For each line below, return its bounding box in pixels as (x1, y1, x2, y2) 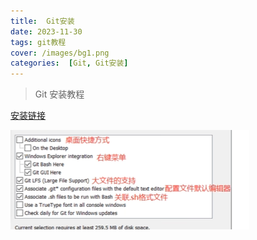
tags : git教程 (10, 37, 67, 47)
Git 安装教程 (34, 88, 85, 100)
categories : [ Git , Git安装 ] (10, 58, 129, 69)
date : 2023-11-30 (10, 26, 83, 37)
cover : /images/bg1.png (10, 48, 110, 58)
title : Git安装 (10, 16, 75, 26)
